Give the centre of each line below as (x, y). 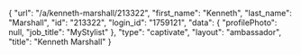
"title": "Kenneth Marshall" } (60, 41)
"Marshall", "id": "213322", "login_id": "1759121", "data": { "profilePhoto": (143, 23)
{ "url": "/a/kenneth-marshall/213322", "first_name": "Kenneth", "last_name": (150, 13)
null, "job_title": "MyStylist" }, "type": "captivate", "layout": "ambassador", (145, 32)
